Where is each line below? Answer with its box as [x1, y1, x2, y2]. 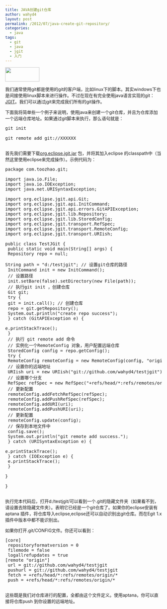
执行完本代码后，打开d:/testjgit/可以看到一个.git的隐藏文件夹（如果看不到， [5, 498, 159, 505]
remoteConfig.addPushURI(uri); [7, 406, 84, 412]
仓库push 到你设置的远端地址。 [13, 599, 78, 605]
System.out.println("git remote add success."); [7, 434, 129, 439]
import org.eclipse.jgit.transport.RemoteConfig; [5, 226, 129, 232]
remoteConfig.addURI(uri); [7, 401, 74, 407]
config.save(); [7, 429, 45, 435]
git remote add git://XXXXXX [5, 135, 76, 141]
